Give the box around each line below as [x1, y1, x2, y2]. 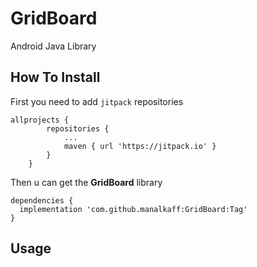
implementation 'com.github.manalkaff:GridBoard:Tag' [19, 204, 248, 214]
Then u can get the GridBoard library [10, 176, 163, 188]
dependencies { [10, 195, 74, 206]
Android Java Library [10, 40, 97, 52]
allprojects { [10, 115, 70, 125]
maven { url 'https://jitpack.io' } [63, 141, 217, 151]
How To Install [10, 69, 101, 86]
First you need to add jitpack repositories [10, 95, 184, 107]
